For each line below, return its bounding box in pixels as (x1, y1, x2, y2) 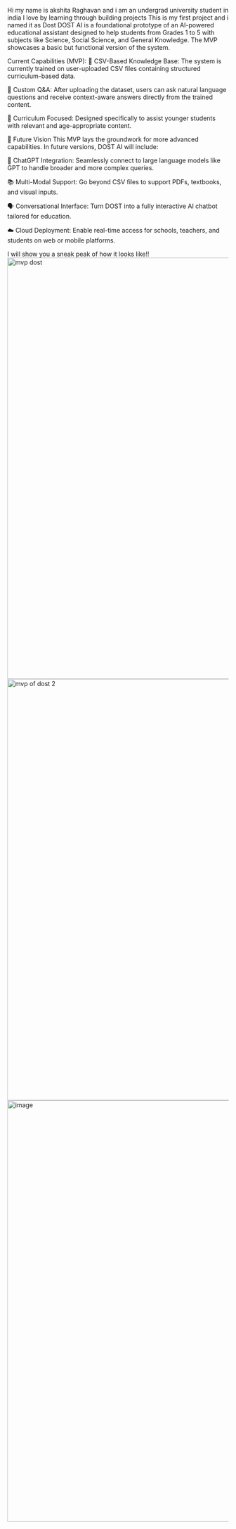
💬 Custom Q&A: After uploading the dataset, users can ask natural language (7, 86, 227, 93)
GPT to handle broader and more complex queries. (7, 164, 155, 172)
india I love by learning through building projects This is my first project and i (7, 13, 229, 22)
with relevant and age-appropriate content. (7, 122, 132, 129)
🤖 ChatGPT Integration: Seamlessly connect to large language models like (7, 156, 221, 164)
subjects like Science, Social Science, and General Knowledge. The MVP (7, 36, 218, 44)
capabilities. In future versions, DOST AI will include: (7, 143, 159, 150)
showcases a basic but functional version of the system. (7, 44, 171, 51)
